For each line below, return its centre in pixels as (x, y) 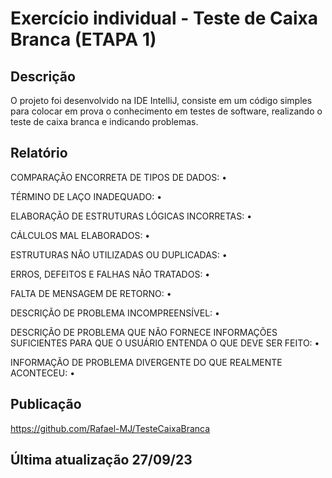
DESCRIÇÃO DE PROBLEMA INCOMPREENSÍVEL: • (115, 313)
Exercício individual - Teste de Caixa (164, 18)
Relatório (39, 153)
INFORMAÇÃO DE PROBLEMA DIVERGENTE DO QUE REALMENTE (146, 362)
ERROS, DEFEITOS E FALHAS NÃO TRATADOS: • (110, 274)
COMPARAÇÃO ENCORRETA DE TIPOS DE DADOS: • (119, 177)
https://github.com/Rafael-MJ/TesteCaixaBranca (110, 428)
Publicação (46, 404)
